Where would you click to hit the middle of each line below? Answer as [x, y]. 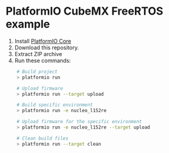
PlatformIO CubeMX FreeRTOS [84, 11]
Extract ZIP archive [38, 54]
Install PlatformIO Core [43, 41]
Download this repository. [47, 48]
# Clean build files [43, 138]
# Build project [37, 71]
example [28, 24]
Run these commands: [43, 60]
